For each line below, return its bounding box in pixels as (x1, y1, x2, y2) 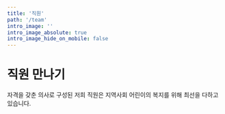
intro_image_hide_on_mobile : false (7, 35, 109, 42)
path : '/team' (7, 16, 48, 23)
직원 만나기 (7, 67, 66, 83)
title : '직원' (7, 10, 44, 17)
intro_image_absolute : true (7, 29, 88, 36)
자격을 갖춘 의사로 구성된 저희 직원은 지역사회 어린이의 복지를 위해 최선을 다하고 (7, 91, 219, 99)
